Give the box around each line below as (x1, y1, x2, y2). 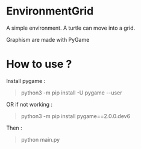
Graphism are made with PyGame (6, 36, 90, 43)
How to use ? (6, 58, 72, 71)
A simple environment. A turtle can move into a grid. (6, 24, 136, 31)
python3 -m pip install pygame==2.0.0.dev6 (20, 112, 131, 119)
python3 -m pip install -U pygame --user (20, 89, 122, 96)
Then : (6, 124, 22, 131)
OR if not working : (6, 101, 53, 108)
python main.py (20, 136, 60, 143)
